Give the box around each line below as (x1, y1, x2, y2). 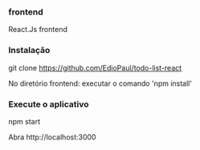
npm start (8, 116, 41, 126)
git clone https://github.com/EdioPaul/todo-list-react (8, 63, 182, 72)
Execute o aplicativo (8, 99, 89, 110)
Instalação (8, 45, 51, 56)
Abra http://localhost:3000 (8, 132, 96, 142)
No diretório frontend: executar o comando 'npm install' (8, 79, 193, 88)
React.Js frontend (8, 25, 68, 34)
